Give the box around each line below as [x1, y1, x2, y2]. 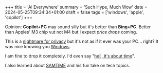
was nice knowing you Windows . [5, 44, 71, 49]
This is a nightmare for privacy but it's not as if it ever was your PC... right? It [5, 38, 159, 44]
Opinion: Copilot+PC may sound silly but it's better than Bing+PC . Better [5, 24, 151, 30]
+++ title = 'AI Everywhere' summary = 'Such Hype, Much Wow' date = [5, 4, 147, 10]
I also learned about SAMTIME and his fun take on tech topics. [5, 63, 130, 68]
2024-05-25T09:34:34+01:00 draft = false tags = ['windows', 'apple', [5, 9, 145, 15]
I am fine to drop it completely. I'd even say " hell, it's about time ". [5, 53, 135, 59]
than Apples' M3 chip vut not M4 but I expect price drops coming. [5, 29, 137, 35]
